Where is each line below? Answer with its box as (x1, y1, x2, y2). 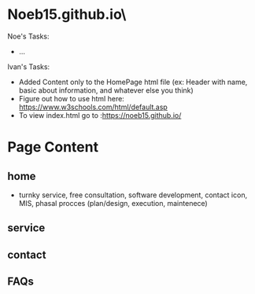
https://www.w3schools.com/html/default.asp (18, 102, 168, 112)
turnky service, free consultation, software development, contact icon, (18, 190, 248, 200)
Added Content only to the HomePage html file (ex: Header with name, (18, 77, 248, 86)
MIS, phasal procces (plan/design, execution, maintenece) (18, 198, 208, 208)
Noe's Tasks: (7, 31, 50, 41)
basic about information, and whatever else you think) (18, 85, 194, 95)
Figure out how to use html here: (18, 94, 125, 103)
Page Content (7, 138, 99, 156)
